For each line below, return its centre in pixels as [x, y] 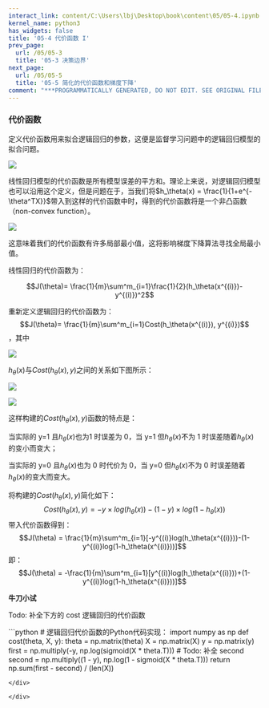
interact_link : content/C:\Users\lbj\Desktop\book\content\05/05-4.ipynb [134, 16]
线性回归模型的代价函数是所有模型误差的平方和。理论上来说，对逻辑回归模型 [134, 180]
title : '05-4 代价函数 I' [49, 38]
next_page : [26, 68]
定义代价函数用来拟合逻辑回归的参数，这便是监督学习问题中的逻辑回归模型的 [134, 139]
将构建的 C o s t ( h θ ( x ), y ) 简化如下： [62, 496]
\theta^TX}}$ [30, 200]
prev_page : [26, 46]
